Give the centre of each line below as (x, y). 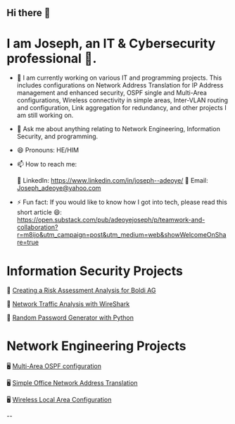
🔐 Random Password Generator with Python (70, 317)
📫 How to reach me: (47, 164)
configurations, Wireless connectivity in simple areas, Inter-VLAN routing (122, 100)
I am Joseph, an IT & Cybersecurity (111, 43)
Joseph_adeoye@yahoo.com (59, 188)
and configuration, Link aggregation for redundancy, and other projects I (121, 108)
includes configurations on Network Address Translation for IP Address (120, 85)
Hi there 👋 (28, 13)
